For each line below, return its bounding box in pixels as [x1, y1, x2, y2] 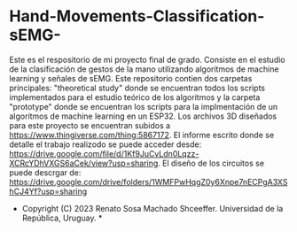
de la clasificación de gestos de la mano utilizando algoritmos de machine [9, 64, 279, 74]
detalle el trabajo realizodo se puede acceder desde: [9, 139, 202, 150]
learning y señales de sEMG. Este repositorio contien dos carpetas [9, 73, 253, 83]
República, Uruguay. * [21, 213, 103, 223]
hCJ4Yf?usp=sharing [9, 186, 88, 197]
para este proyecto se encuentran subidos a [9, 120, 171, 130]
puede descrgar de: [9, 166, 82, 178]
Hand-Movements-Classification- [9, 6, 265, 27]
